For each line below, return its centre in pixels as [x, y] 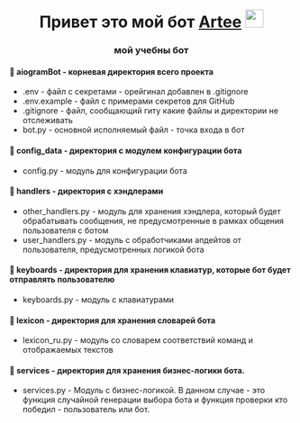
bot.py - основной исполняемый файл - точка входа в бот [133, 130]
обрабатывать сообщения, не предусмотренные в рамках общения [153, 220]
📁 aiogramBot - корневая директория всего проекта [112, 71]
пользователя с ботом [65, 230]
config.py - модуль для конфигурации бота [105, 170]
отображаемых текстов [68, 350]
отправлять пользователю [62, 280]
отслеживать [48, 121]
